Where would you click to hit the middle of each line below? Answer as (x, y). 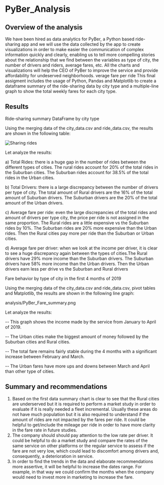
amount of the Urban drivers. (34, 203)
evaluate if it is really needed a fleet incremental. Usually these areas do (85, 409)
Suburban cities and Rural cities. (38, 342)
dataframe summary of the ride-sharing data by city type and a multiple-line (82, 86)
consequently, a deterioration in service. (53, 456)
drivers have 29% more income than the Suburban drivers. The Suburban (79, 258)
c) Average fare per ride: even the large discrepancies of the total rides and (81, 212)
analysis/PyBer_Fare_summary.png (40, 303)
